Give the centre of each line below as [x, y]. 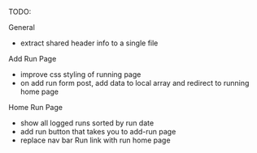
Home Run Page [36, 107]
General [22, 27]
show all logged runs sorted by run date [87, 123]
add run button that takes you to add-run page [98, 132]
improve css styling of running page [81, 74]
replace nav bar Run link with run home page [95, 140]
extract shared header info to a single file [89, 43]
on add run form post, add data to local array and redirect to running [135, 83]
